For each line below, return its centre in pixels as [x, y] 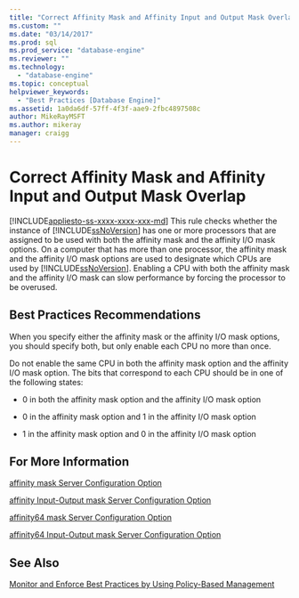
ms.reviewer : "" [39, 59]
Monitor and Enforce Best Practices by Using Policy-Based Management [142, 585]
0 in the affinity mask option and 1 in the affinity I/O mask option [139, 416]
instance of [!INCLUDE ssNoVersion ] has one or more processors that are [143, 230]
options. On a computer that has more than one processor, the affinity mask [148, 249]
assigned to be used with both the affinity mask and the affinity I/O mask [142, 239]
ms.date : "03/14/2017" [51, 34]
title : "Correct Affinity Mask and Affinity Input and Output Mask [137, 17]
